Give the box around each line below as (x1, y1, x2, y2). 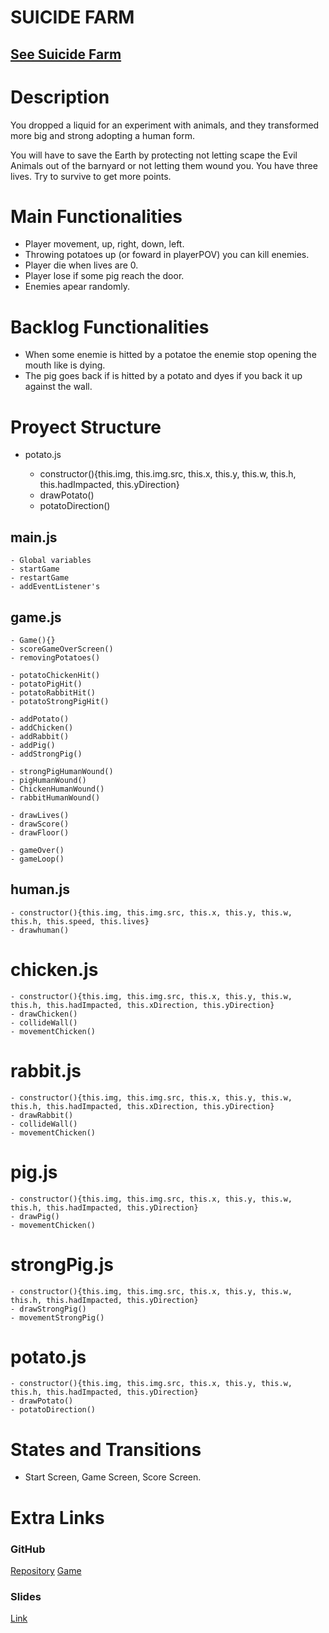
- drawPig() (10, 1211, 60, 1221)
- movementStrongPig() (10, 1312, 105, 1323)
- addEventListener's (10, 582, 101, 592)
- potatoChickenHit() (10, 670, 101, 680)
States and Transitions (10, 1438, 202, 1461)
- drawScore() (10, 819, 70, 829)
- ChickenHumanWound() (10, 784, 105, 794)
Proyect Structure (10, 416, 162, 438)
